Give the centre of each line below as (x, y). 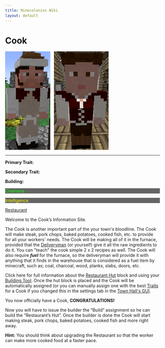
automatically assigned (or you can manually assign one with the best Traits (82, 286)
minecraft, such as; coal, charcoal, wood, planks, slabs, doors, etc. (73, 266)
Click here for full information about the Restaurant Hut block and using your (82, 275)
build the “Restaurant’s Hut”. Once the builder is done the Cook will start (78, 316)
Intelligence (17, 201)
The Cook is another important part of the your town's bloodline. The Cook (81, 229)
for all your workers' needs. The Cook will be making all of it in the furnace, (81, 240)
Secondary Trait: (23, 172)
